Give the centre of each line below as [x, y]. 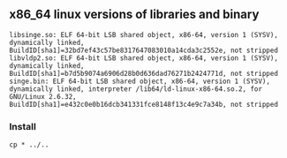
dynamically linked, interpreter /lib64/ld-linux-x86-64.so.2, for [136, 89]
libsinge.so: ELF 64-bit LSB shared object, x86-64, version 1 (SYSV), [143, 34]
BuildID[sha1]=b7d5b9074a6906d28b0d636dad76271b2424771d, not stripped [143, 73]
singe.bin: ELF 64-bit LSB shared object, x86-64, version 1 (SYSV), [140, 81]
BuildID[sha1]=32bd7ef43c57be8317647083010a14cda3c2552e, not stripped [143, 50]
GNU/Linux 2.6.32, [43, 96]
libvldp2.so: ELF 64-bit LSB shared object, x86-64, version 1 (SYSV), [143, 58]
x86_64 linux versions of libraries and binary [134, 15]
